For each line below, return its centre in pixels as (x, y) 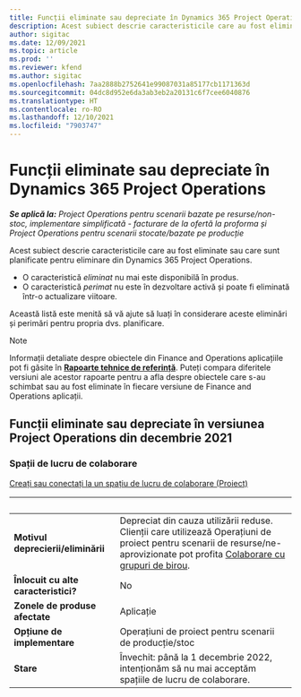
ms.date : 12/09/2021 (48, 43)
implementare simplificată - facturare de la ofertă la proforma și (148, 223)
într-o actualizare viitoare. (70, 296)
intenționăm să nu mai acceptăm (188, 668)
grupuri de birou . (155, 565)
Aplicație (138, 611)
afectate (32, 616)
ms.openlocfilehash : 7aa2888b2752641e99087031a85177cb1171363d (130, 84)
